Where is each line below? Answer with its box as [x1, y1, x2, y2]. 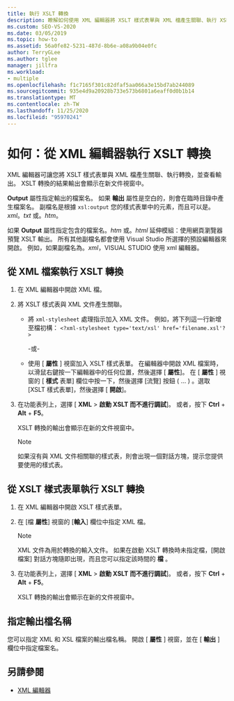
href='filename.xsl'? [162, 325, 226, 332]
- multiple [7, 74, 39, 82]
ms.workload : [7, 68, 45, 75]
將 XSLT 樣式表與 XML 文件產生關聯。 [17, 300, 126, 308]
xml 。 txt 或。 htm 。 [7, 211, 63, 219]
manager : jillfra [7, 62, 58, 69]
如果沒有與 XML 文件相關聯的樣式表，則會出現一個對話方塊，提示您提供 [17, 452, 224, 460]
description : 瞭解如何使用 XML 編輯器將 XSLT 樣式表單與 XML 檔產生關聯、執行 [7, 17, 217, 24]
